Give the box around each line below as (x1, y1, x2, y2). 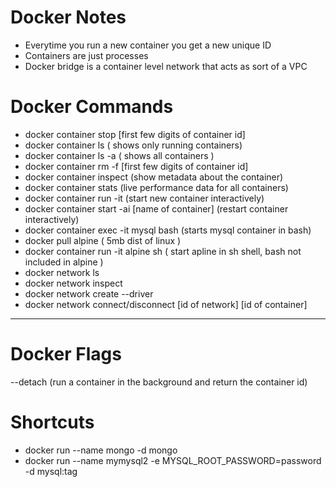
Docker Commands (10, 96, 174, 118)
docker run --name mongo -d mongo (24, 444, 178, 456)
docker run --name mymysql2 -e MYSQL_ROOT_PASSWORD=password (24, 454, 322, 466)
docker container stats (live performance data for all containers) (24, 181, 289, 193)
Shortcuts (10, 411, 95, 433)
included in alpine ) (24, 256, 104, 268)
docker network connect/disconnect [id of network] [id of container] (24, 298, 308, 310)
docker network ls (24, 266, 100, 278)
